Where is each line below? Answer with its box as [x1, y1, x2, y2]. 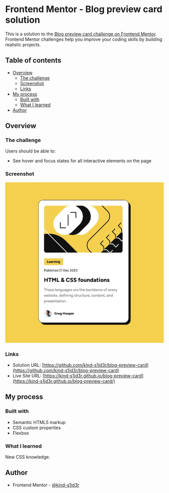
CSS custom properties [12, 425, 61, 431]
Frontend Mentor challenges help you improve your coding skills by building [5, 36, 162, 42]
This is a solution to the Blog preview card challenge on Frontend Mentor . [5, 31, 157, 37]
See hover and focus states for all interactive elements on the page [12, 158, 152, 164]
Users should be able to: [5, 148, 56, 154]
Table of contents [5, 56, 61, 65]
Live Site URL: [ [12, 373, 45, 379]
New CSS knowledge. [5, 454, 50, 460]
